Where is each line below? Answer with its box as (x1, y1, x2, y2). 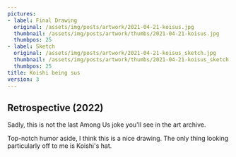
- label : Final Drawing (7, 17, 78, 24)
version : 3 (7, 75, 40, 83)
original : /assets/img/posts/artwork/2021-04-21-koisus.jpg (13, 23, 194, 30)
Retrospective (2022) (7, 101, 104, 113)
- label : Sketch (7, 43, 55, 50)
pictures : (7, 10, 37, 18)
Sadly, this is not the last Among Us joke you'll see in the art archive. (7, 120, 206, 129)
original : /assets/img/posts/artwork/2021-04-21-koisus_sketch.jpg (13, 50, 217, 57)
